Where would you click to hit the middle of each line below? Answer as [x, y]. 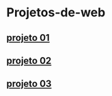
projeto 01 [28, 38]
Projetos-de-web [56, 13]
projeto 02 [29, 60]
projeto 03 [29, 84]
